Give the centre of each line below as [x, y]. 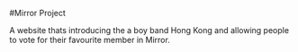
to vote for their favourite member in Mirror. [90, 40]
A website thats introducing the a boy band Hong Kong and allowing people [149, 30]
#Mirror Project [37, 13]
